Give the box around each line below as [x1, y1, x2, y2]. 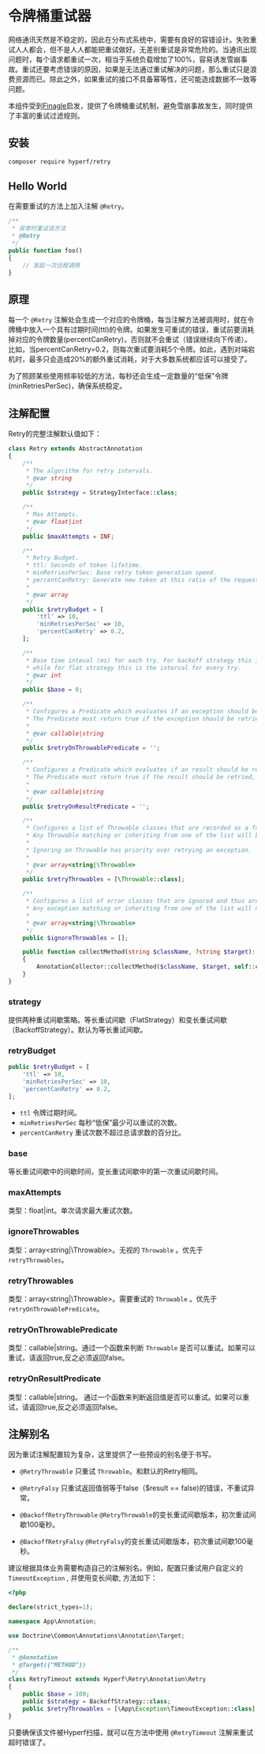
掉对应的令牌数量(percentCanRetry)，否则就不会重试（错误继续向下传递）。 [8, 335, 252, 344]
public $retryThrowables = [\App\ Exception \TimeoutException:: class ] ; [22, 1704, 259, 1713]
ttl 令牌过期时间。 [19, 1108, 81, 1117]
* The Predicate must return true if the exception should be [25, 714, 235, 723]
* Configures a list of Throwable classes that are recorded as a [25, 824, 248, 832]
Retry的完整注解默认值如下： [8, 429, 102, 438]
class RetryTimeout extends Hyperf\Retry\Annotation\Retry [8, 1676, 207, 1684]
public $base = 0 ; [22, 686, 83, 694]
